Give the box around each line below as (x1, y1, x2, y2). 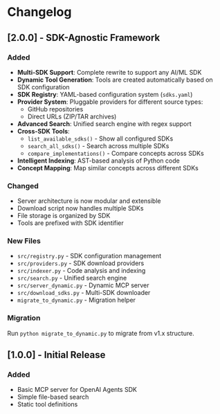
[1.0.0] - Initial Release (7, 349, 106, 361)
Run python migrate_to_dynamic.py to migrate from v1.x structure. (7, 329, 195, 337)
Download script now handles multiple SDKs (17, 204, 144, 213)
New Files (7, 236, 42, 246)
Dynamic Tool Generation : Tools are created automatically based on (17, 75, 213, 84)
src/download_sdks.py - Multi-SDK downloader (17, 289, 151, 297)
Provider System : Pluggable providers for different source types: (17, 98, 203, 106)
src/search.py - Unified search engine (17, 274, 127, 282)
